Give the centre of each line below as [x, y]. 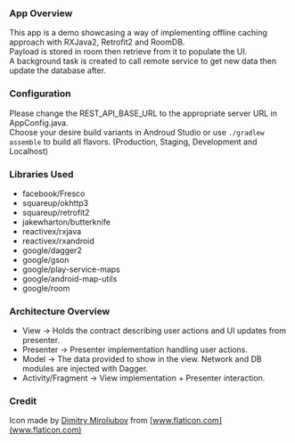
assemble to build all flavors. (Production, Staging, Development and [133, 142]
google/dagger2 [52, 250]
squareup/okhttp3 [55, 202]
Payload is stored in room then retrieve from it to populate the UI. [128, 52]
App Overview [41, 13]
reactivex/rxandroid [58, 241]
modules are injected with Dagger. [85, 369]
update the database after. [58, 70]
